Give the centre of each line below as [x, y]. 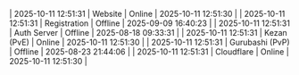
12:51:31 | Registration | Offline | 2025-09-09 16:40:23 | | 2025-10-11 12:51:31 [149, 23]
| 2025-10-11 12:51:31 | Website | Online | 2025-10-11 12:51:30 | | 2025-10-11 [147, 14]
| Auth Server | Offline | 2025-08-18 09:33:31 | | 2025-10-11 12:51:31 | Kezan [148, 33]
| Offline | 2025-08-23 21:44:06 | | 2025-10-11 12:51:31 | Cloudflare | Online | [149, 52]
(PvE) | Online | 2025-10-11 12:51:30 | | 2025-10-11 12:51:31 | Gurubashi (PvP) [149, 42]
